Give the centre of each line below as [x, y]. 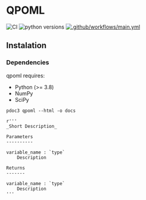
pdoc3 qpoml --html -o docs [41, 111]
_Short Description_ [32, 126]
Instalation [26, 46]
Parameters [20, 137]
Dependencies [28, 62]
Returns [16, 168]
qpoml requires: [26, 76]
